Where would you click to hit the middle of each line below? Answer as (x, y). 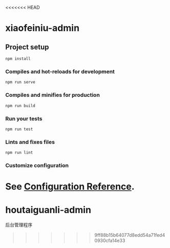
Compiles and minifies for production (52, 95)
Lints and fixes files (30, 142)
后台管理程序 (19, 225)
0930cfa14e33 (110, 241)
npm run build (20, 106)
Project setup (27, 47)
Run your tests (24, 118)
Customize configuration (37, 166)
